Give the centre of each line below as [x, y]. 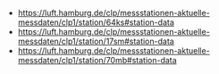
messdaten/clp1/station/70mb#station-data [97, 60]
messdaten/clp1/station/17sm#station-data [96, 41]
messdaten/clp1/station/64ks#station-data [96, 22]
